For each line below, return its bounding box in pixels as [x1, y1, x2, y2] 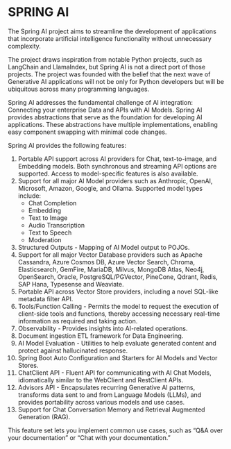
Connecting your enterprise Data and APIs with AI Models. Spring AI [8, 105, 203, 114]
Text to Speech [28, 228, 72, 237]
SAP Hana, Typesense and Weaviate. [17, 280, 124, 288]
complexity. [8, 42, 41, 50]
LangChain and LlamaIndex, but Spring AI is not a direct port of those [8, 62, 206, 71]
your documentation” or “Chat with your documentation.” [8, 433, 171, 441]
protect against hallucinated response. [17, 346, 128, 355]
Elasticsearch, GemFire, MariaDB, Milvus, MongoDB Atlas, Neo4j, [17, 265, 205, 273]
